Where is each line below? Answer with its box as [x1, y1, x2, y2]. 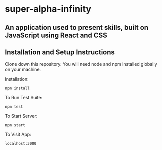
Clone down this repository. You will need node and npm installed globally [5, 61, 157, 67]
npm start [5, 123, 26, 128]
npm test [5, 104, 23, 109]
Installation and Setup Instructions [5, 48, 115, 56]
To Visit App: [5, 131, 31, 138]
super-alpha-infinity [5, 3, 91, 15]
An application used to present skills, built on [5, 23, 149, 32]
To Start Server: [5, 113, 38, 119]
